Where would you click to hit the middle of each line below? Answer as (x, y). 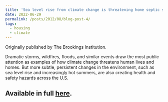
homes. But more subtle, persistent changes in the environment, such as (80, 67)
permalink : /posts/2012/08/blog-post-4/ (48, 19)
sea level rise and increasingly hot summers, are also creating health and (80, 72)
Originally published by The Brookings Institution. (56, 47)
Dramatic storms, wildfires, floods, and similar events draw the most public (82, 57)
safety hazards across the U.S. (37, 78)
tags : (11, 24)
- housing (20, 28)
